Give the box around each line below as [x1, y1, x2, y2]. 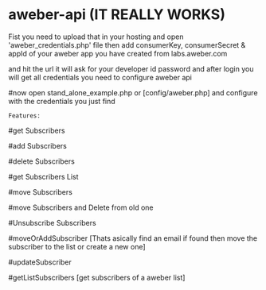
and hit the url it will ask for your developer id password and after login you [8, 64, 254, 73]
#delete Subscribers [8, 157, 76, 166]
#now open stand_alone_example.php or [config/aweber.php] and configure [8, 87, 258, 97]
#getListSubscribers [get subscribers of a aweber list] [8, 273, 186, 282]
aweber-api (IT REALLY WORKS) [8, 6, 225, 24]
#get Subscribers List [8, 172, 79, 181]
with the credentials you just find [8, 96, 115, 106]
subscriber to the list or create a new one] [8, 242, 146, 251]
